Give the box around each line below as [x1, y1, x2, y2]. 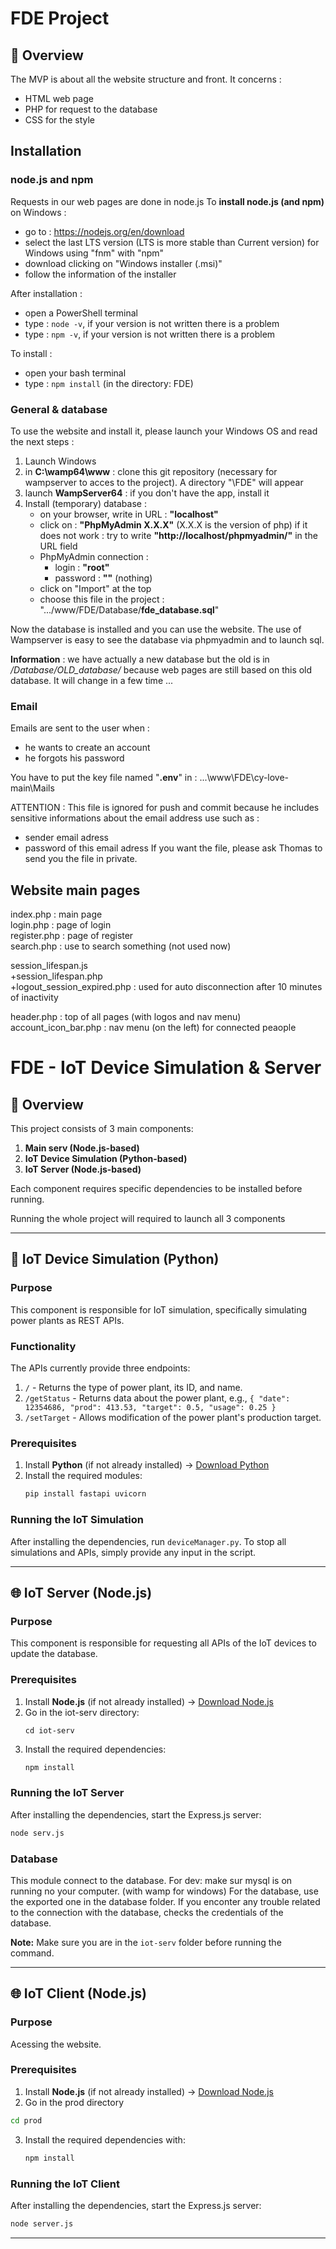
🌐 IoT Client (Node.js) [10, 1985, 147, 2002]
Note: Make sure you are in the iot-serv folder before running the [10, 1936, 282, 1948]
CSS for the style [24, 114, 95, 126]
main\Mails [10, 782, 55, 794]
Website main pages [10, 882, 141, 899]
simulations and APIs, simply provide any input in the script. [10, 1546, 257, 1558]
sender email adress [24, 832, 109, 844]
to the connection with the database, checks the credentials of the [10, 1906, 284, 1918]
